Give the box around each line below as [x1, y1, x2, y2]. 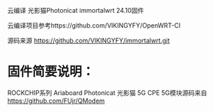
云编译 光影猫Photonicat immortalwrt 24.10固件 [7, 6, 144, 14]
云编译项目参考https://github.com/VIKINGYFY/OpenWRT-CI [7, 21, 181, 30]
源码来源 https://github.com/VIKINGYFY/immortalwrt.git [7, 36, 170, 45]
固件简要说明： [7, 64, 95, 80]
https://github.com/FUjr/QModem [7, 96, 105, 105]
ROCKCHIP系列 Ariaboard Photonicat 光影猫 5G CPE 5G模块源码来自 [7, 88, 208, 97]
